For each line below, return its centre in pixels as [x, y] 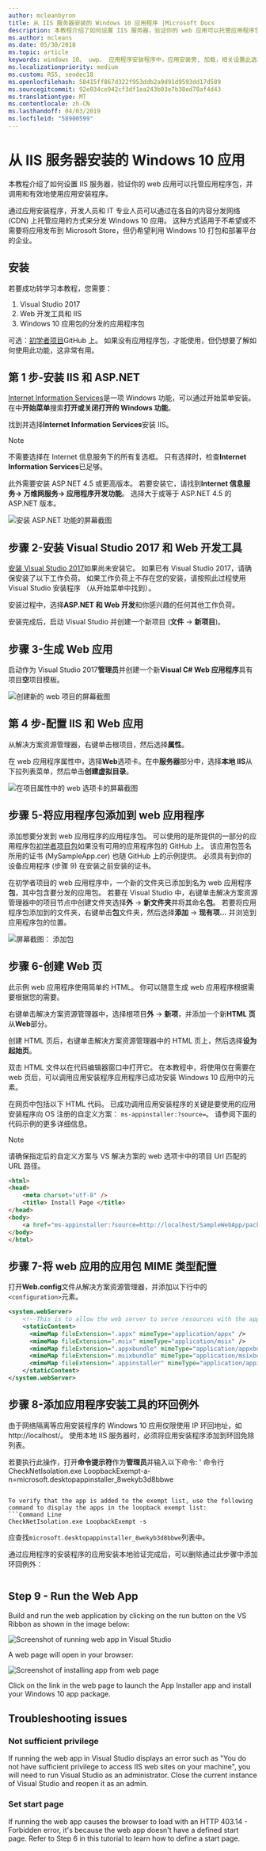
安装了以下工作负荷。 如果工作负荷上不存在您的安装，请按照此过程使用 [130, 578]
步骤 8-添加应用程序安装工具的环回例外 [104, 1404]
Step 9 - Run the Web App [73, 1596]
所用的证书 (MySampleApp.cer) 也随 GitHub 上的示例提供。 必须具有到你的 [130, 856]
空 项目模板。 [43, 680]
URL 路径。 [27, 1166]
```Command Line [35, 1514]
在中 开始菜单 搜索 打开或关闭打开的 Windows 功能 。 [92, 408]
